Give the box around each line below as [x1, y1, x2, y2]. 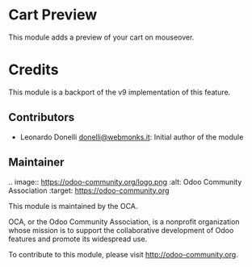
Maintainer [8, 156, 65, 169]
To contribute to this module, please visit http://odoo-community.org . [8, 249, 238, 259]
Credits [8, 60, 59, 79]
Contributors [8, 111, 75, 124]
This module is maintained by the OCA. [8, 201, 138, 211]
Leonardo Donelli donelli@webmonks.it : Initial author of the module [19, 131, 244, 142]
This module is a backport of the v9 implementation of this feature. [8, 87, 231, 97]
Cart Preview [8, 6, 98, 24]
